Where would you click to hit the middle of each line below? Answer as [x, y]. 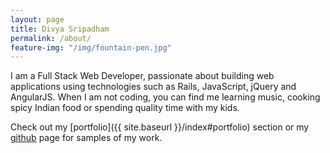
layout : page [37, 19]
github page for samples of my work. [86, 138]
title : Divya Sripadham [60, 29]
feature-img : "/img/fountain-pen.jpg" [91, 47]
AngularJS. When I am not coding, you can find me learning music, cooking [165, 97]
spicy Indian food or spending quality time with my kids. [125, 108]
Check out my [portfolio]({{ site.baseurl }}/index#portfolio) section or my [160, 127]
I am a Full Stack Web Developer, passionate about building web [142, 76]
